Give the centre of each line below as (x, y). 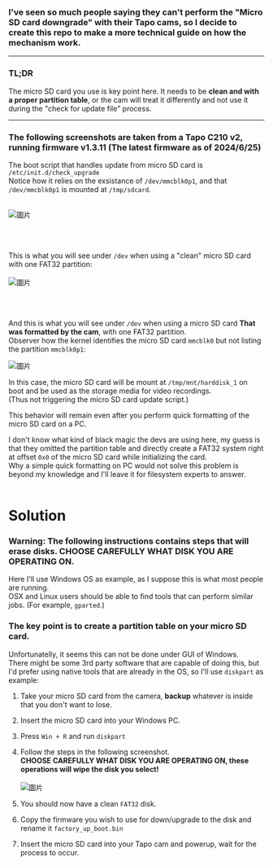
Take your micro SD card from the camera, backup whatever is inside (136, 696)
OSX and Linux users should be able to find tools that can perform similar (131, 596)
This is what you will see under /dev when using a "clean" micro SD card (130, 256)
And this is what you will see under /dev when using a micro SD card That (132, 323)
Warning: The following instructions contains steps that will (129, 541)
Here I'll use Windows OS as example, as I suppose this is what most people (136, 579)
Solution (37, 516)
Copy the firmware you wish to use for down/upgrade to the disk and (136, 819)
